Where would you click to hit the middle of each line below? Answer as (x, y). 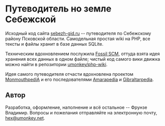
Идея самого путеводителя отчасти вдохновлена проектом (69, 74)
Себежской (31, 19)
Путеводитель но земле (58, 9)
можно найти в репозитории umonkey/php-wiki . (56, 64)
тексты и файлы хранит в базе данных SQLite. (54, 44)
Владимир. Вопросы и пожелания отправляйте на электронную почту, (81, 112)
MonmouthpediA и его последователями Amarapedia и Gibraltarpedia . (80, 79)
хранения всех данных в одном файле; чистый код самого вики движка (83, 59)
